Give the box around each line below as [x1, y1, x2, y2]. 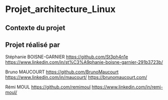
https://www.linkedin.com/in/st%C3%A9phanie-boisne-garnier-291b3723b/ [5, 59, 163, 65]
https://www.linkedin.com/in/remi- [91, 84, 163, 90]
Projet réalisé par [5, 40, 61, 49]
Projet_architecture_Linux [5, 4, 116, 15]
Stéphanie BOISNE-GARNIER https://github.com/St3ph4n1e [5, 54, 129, 60]
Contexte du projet [5, 24, 66, 32]
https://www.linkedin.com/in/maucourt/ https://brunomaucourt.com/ [5, 74, 147, 80]
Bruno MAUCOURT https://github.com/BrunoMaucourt [5, 69, 119, 75]
